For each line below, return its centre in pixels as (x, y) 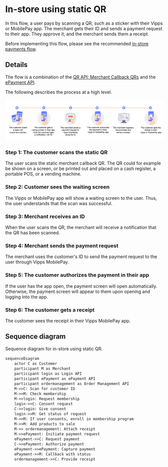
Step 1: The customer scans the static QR (57, 152)
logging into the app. (27, 297)
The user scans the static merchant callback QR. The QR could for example (83, 163)
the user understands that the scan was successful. (59, 203)
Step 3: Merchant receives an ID (45, 216)
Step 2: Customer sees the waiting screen (57, 187)
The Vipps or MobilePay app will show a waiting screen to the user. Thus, (81, 198)
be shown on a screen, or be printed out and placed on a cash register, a (80, 169)
